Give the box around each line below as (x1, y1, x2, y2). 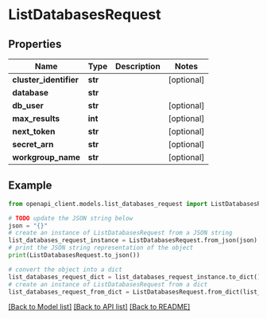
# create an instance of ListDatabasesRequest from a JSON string (8, 229, 233, 237)
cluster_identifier (12, 74, 79, 85)
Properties (8, 37, 62, 51)
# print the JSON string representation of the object (8, 244, 194, 252)
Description (114, 61, 161, 72)
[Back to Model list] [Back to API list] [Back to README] (8, 302, 191, 312)
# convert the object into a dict (8, 265, 123, 274)
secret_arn (12, 139, 54, 150)
